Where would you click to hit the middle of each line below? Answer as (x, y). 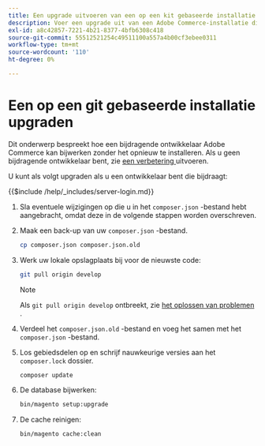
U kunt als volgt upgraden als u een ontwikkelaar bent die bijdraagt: (118, 176)
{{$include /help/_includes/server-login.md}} (81, 191)
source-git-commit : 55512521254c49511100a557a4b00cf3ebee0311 (112, 37)
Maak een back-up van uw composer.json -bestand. (103, 230)
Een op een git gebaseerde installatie (132, 105)
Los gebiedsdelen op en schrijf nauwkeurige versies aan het (118, 352)
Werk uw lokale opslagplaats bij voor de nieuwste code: (110, 260)
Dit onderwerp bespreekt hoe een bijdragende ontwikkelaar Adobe (117, 144)
